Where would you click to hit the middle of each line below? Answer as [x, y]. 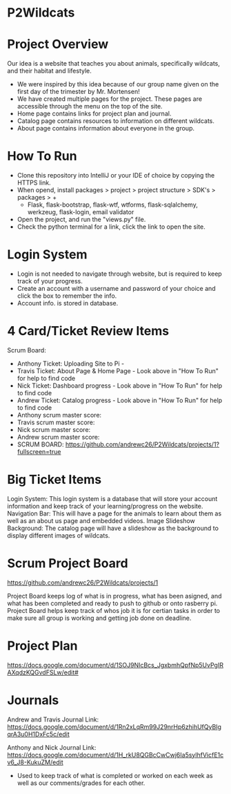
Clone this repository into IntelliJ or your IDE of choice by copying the [116, 176]
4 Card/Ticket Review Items [88, 331]
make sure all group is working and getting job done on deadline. [99, 618]
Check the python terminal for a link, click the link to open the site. [111, 227]
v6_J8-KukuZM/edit [35, 762]
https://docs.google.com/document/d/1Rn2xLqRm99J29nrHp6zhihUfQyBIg [114, 726]
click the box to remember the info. [67, 296]
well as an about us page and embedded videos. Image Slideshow [101, 520]
